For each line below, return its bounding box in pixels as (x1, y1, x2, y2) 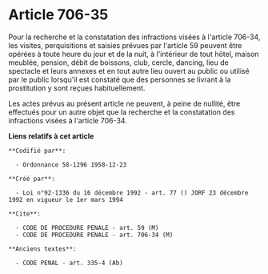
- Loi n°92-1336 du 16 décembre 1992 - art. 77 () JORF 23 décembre (15, 188, 249, 197)
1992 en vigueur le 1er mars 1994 (8, 195, 124, 203)
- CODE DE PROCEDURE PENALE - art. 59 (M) (15, 224, 159, 232)
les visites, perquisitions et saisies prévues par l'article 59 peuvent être (8, 40, 242, 50)
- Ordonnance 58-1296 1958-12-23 (15, 160, 127, 169)
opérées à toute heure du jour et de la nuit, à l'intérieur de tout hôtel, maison (8, 49, 259, 58)
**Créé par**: (8, 175, 56, 183)
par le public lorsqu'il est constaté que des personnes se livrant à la (8, 75, 231, 84)
